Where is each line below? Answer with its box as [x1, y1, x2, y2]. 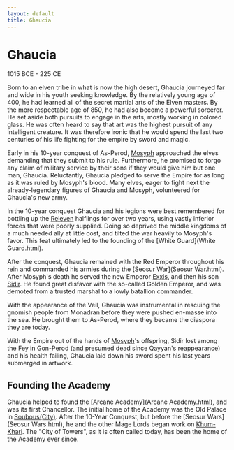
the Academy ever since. [7, 435, 79, 444]
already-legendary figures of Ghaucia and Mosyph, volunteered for [7, 186, 200, 194]
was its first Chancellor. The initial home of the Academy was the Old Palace [7, 405, 227, 414]
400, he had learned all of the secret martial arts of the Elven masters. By [7, 99, 218, 107]
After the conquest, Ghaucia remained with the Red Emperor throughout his [7, 258, 225, 266]
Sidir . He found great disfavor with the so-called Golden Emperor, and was [7, 280, 221, 289]
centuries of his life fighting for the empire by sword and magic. [7, 136, 191, 144]
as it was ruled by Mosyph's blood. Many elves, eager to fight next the [7, 179, 210, 187]
